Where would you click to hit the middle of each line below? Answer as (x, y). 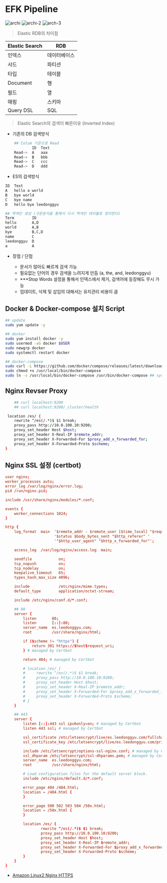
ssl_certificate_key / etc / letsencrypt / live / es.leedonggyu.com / (90, 742)
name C (20, 237)
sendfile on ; (40, 559)
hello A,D (22, 223)
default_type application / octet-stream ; (64, 591)
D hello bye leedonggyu (32, 204)
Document (20, 83)
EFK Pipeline (32, 9)
